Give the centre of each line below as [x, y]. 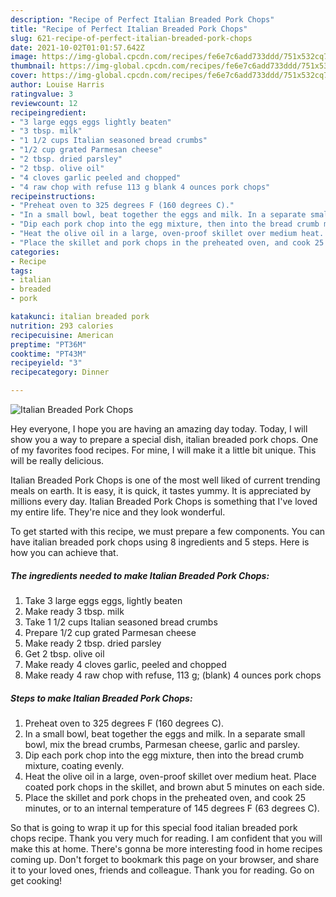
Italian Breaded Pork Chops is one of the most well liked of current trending [165, 480]
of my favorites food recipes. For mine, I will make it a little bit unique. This [163, 450]
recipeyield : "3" [46, 363]
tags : [21, 271]
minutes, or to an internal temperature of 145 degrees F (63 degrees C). [172, 808]
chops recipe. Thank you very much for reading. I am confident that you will [166, 838]
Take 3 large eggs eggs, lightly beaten [103, 600]
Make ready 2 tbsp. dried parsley [93, 643]
